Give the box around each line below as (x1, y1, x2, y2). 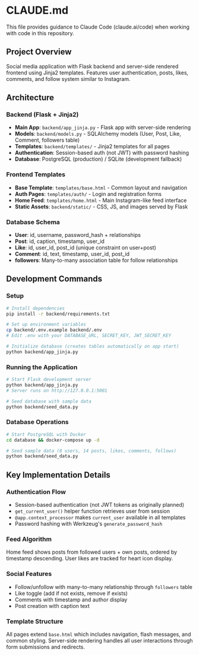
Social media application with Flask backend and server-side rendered (6, 63, 179, 70)
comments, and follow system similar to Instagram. (6, 75, 131, 82)
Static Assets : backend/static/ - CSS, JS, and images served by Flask (14, 203, 188, 210)
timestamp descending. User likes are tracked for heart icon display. (6, 555, 173, 562)
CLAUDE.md (6, 4, 69, 17)
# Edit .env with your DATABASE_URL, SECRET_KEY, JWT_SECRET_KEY (6, 333, 171, 339)
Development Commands (6, 274, 103, 284)
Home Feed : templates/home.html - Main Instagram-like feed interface (14, 196, 187, 204)
